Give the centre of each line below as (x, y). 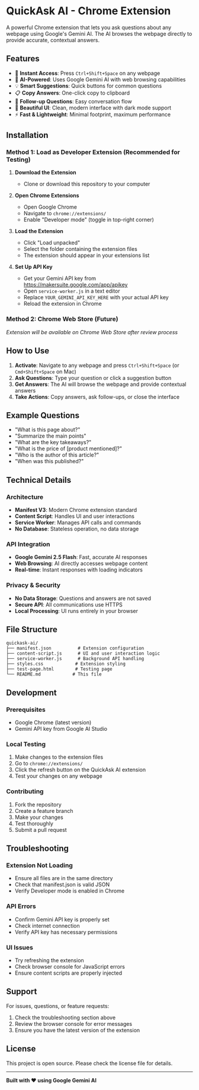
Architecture (25, 497)
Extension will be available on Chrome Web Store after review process (92, 332)
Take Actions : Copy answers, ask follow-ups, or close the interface (97, 397)
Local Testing (26, 745)
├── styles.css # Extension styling (66, 664)
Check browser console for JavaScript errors (70, 967)
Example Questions (43, 415)
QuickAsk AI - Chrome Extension (89, 11)
